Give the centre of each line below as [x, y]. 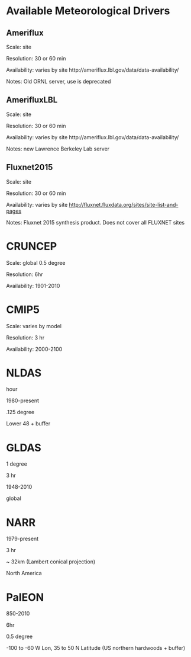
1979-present [22, 539]
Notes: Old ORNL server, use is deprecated [59, 81]
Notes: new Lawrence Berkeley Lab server [58, 149]
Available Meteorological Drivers [88, 11]
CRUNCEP [32, 246]
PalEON [25, 597]
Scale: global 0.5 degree [36, 262]
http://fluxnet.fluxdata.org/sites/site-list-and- [124, 204]
